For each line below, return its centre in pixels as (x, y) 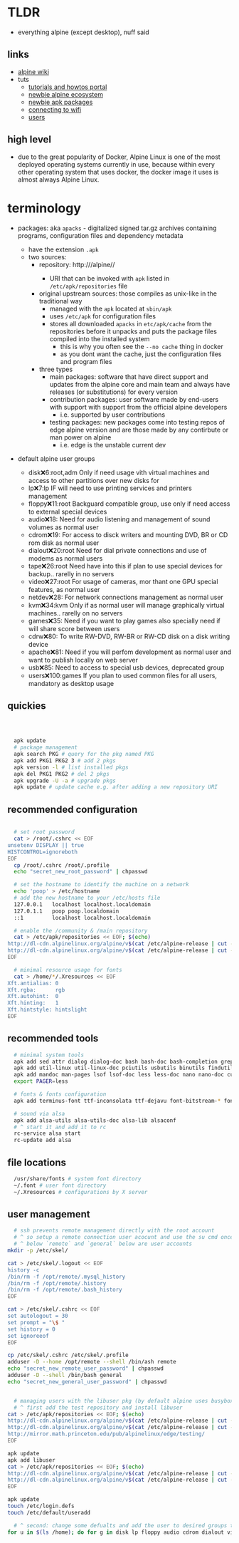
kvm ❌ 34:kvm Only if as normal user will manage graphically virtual (127, 605)
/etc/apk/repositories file (89, 286)
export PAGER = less (41, 1081)
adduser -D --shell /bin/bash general (65, 1376)
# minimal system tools (49, 1055)
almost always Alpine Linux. (58, 180)
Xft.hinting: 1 (33, 1003)
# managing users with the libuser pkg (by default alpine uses (111, 1401)
